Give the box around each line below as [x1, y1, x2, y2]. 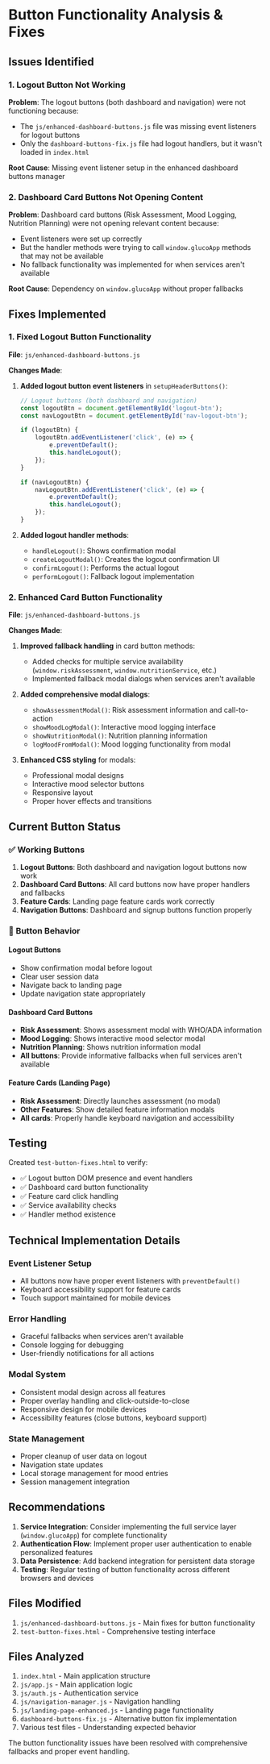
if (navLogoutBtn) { [19, 478, 89, 486]
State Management [8, 1433, 85, 1444]
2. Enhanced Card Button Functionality [8, 591, 163, 602]
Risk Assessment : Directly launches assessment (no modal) [19, 1096, 222, 1105]
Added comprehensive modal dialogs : [19, 689, 151, 699]
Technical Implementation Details [8, 1234, 181, 1247]
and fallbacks [19, 888, 65, 897]
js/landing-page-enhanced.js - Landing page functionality [19, 1705, 214, 1715]
